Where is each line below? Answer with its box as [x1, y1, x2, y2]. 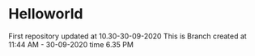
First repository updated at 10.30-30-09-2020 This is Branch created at [8, 31, 247, 41]
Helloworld [8, 5, 83, 23]
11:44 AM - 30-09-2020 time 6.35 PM [8, 39, 134, 49]
